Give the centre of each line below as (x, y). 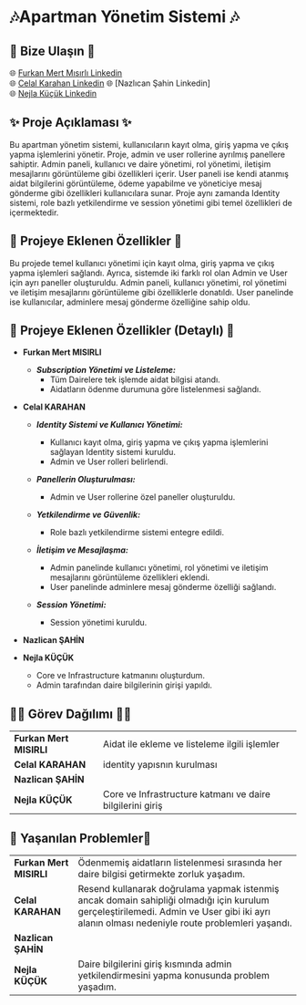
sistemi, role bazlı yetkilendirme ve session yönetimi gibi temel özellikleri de (151, 202)
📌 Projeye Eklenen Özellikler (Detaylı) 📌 (122, 331)
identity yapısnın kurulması (160, 765)
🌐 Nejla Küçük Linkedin (53, 93)
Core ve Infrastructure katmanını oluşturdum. (120, 676)
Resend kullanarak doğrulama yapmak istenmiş (178, 889)
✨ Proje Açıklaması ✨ (71, 123)
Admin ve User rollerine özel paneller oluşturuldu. (143, 497)
